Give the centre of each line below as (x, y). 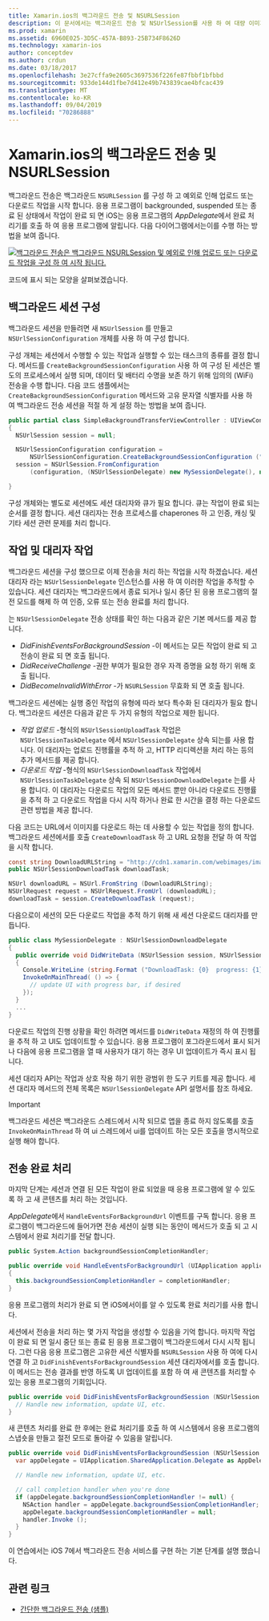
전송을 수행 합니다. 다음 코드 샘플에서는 (69, 385)
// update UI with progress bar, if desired (105, 985)
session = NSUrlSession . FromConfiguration (87, 465)
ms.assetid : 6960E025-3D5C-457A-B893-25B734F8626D (94, 38)
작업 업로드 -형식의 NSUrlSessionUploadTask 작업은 (100, 729)
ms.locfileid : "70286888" (51, 113)
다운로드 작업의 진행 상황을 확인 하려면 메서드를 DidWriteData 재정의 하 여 (124, 1031)
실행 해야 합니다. (34, 1141)
